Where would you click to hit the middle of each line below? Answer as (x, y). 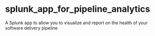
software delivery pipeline (31, 28)
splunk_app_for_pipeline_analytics (77, 9)
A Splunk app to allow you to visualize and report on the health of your (77, 23)
